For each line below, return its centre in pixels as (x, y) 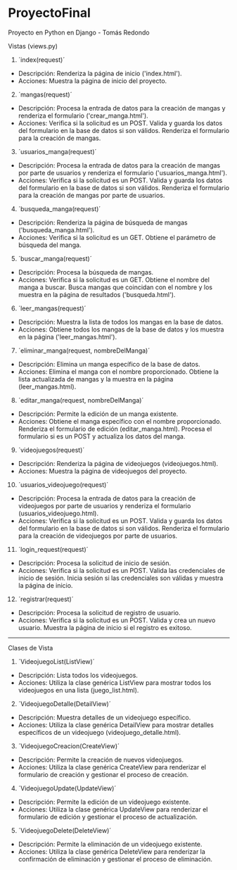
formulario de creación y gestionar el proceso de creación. (103, 774)
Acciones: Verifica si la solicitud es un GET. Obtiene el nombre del (114, 279)
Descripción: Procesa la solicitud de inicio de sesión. (95, 563)
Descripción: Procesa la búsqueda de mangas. (86, 272)
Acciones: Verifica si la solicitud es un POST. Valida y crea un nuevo (117, 620)
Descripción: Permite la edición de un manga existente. (98, 414)
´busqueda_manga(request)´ (59, 208)
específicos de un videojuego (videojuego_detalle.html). (100, 732)
